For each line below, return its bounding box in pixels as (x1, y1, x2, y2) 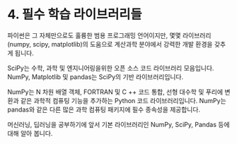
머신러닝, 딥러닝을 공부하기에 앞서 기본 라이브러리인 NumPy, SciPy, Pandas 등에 (7, 120, 230, 128)
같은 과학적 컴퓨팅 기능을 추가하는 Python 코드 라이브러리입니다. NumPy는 (20, 96, 226, 104)
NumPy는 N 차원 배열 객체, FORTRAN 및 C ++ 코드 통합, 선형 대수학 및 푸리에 (7, 88, 224, 96)
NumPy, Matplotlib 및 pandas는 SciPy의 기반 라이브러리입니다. (7, 72, 184, 81)
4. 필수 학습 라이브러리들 (7, 6, 142, 23)
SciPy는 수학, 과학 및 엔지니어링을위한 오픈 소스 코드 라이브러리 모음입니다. (7, 64, 214, 72)
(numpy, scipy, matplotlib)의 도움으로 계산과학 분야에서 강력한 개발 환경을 (7, 40, 213, 48)
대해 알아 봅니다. (7, 128, 53, 138)
